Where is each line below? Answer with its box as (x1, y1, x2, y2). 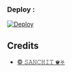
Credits (7, 39, 39, 52)
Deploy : (7, 5, 35, 14)
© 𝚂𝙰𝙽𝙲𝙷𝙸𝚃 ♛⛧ (16, 58, 65, 66)
